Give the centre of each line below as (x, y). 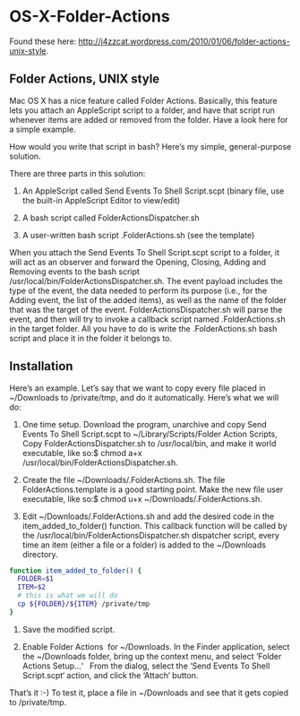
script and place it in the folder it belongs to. (91, 338)
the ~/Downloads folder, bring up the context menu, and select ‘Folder (152, 656)
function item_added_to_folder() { (76, 571)
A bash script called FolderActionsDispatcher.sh (111, 218)
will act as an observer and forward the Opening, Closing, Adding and (138, 262)
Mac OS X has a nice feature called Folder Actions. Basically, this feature (143, 100)
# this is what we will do (68, 596)
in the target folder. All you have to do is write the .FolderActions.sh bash (143, 328)
